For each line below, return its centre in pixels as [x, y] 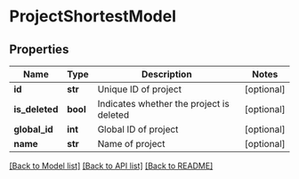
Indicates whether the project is [163, 104]
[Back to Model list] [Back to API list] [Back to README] [111, 166]
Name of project [131, 144]
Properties [39, 49]
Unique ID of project [140, 89]
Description [167, 74]
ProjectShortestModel [93, 16]
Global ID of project [138, 129]
